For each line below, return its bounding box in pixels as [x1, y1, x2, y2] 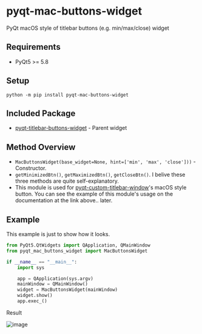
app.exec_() [17, 298, 47, 304]
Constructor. [15, 165, 47, 172]
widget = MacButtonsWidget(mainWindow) [17, 287, 118, 293]
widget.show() [17, 293, 53, 299]
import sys [17, 264, 45, 271]
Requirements [6, 42, 61, 52]
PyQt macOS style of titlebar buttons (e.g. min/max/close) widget [6, 24, 170, 32]
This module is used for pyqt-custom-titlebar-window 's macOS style [15, 184, 187, 191]
